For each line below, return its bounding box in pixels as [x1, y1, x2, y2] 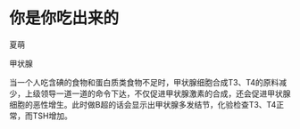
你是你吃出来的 [9, 8, 120, 28]
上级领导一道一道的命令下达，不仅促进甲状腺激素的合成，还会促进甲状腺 [24, 88, 291, 99]
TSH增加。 [32, 110, 73, 121]
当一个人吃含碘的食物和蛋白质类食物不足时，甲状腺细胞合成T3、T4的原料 [9, 77, 279, 87]
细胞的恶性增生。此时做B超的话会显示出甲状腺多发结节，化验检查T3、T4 [9, 99, 277, 109]
